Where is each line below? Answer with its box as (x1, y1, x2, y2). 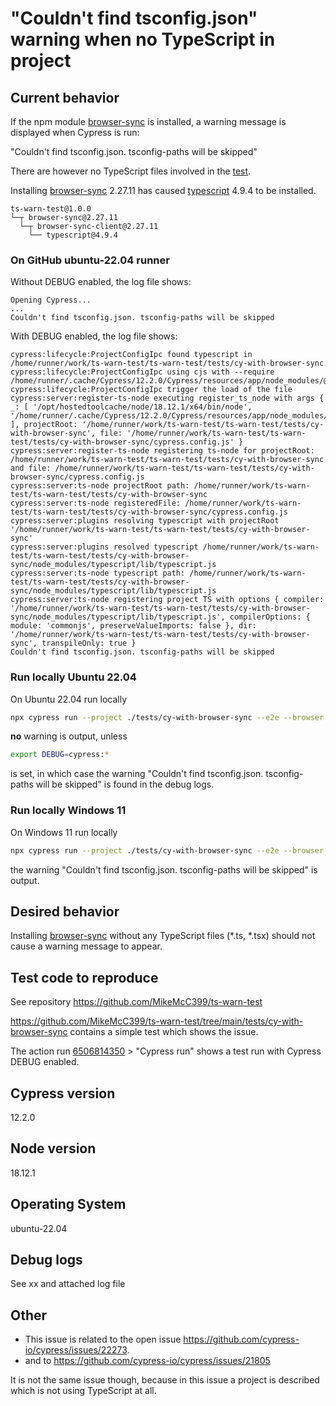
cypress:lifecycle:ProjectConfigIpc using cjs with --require (10, 367, 275, 377)
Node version (10, 1140, 97, 1157)
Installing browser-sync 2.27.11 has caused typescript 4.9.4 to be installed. (10, 185, 317, 196)
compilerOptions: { (229, 612, 311, 622)
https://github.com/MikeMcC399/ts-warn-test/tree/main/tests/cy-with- (10, 1015, 304, 1027)
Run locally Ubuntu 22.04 (10, 670, 137, 684)
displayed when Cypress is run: (10, 127, 140, 138)
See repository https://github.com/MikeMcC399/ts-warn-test (10, 996, 263, 1008)
